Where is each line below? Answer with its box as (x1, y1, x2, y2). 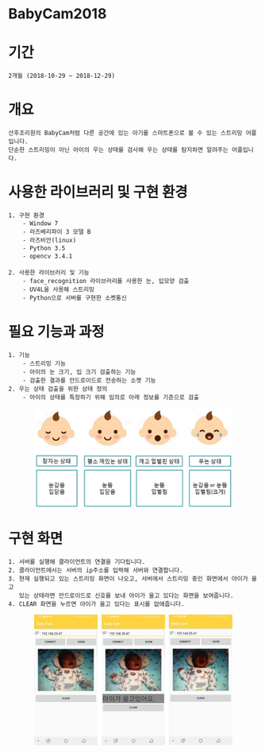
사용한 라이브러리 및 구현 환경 (8, 184, 188, 201)
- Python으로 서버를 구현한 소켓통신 (22, 294, 127, 302)
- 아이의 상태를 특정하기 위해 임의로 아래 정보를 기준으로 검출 (22, 393, 200, 402)
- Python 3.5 (22, 244, 66, 252)
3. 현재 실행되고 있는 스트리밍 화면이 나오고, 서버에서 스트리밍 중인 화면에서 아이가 (8, 574, 248, 583)
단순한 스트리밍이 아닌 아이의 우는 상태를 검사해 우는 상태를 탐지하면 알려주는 (8, 146, 229, 154)
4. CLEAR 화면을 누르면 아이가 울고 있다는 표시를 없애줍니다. (8, 600, 185, 608)
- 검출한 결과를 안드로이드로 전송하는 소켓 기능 (22, 376, 156, 384)
